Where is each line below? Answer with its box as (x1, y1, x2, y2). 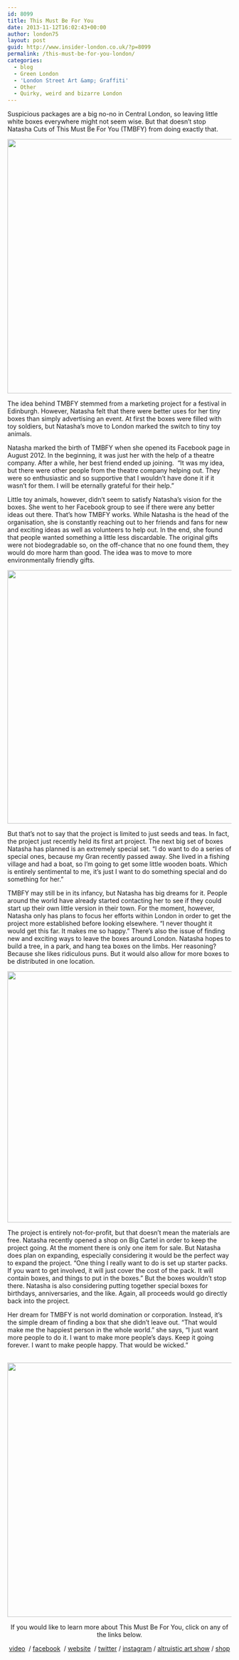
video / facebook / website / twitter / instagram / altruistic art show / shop (9, 1644, 230, 1653)
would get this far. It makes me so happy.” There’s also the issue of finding (7, 927, 225, 935)
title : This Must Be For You (7, 17, 94, 24)
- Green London (14, 70, 59, 77)
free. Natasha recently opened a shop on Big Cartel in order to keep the (7, 1236, 217, 1244)
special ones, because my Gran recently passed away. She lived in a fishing (7, 852, 230, 861)
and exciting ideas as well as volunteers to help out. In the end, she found (7, 525, 223, 534)
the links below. (97, 1631, 142, 1639)
